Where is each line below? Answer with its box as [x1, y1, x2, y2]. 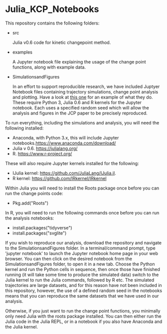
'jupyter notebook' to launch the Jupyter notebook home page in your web [5, 250, 159, 256]
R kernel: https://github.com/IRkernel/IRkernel [12, 175, 107, 181]
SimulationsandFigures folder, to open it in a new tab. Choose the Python [5, 261, 155, 267]
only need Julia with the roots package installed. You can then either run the [5, 313, 162, 319]
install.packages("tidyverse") [12, 224, 72, 230]
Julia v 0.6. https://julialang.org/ [12, 145, 78, 151]
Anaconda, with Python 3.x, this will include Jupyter [12, 134, 119, 140]
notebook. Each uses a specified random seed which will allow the [12, 104, 150, 110]
